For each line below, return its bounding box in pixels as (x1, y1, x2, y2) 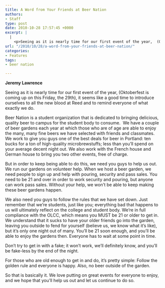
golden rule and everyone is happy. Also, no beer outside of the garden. (5, 263, 151, 269)
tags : (5, 58, 16, 63)
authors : (5, 12, 23, 17)
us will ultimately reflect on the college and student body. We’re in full (5, 207, 146, 213)
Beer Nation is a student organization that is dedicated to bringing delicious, (5, 115, 159, 121)
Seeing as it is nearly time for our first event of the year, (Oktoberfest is (5, 90, 149, 96)
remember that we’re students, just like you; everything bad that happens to (5, 202, 159, 208)
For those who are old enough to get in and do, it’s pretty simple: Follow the (5, 257, 158, 263)
